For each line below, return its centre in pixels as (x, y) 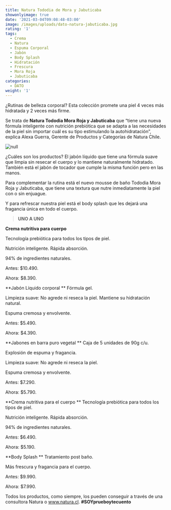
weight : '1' (18, 91)
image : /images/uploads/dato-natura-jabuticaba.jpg (61, 24)
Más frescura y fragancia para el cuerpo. (48, 467)
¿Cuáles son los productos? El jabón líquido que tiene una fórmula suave (82, 157)
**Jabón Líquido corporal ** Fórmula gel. (49, 288)
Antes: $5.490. (21, 323)
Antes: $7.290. (20, 382)
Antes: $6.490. (21, 437)
